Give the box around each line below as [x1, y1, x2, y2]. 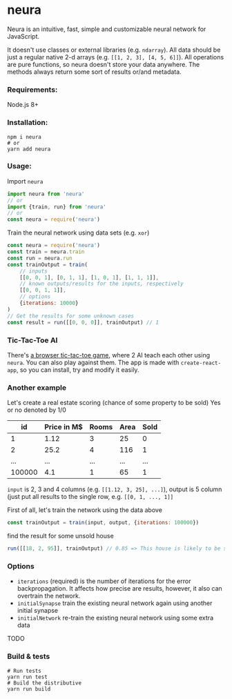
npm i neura [7, 133, 41, 140]
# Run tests [7, 667, 41, 674]
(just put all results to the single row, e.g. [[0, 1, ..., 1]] [7, 493, 174, 501]
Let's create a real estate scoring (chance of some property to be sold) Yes [7, 399, 221, 407]
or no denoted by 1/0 [7, 406, 67, 414]
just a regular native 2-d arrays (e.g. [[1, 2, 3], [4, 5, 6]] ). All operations [7, 52, 224, 61]
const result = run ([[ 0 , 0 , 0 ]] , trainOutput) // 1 [7, 319, 159, 326]
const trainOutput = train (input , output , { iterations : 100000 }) [7, 520, 199, 526]
